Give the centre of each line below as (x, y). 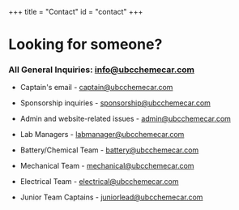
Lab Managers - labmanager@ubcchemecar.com (102, 135)
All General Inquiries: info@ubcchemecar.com (102, 70)
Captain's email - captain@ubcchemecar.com (96, 88)
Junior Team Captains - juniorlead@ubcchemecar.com (111, 197)
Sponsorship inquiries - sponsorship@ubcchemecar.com (115, 103)
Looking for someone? (85, 45)
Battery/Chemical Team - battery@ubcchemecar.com (109, 150)
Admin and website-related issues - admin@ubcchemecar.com (125, 119)
